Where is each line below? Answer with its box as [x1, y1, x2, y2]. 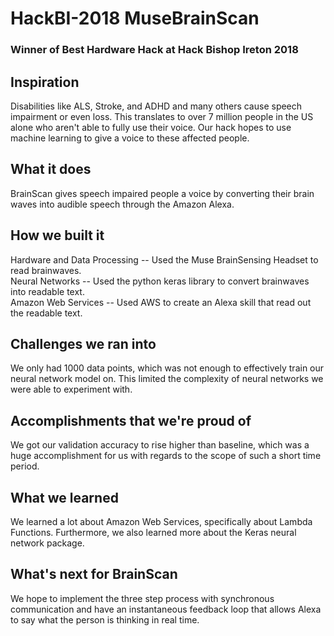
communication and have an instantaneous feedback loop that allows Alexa [10, 603, 322, 615]
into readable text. [10, 285, 85, 297]
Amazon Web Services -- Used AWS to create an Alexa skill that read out [10, 296, 312, 308]
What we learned [10, 489, 119, 506]
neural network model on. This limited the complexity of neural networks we [10, 373, 324, 385]
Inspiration [10, 73, 80, 91]
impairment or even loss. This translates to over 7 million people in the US [10, 110, 314, 122]
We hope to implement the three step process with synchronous [10, 592, 275, 604]
